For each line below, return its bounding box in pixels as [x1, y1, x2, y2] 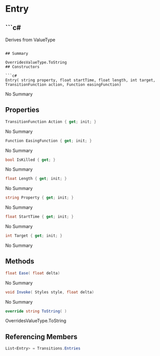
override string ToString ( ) [5, 308, 67, 314]
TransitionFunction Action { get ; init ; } [5, 119, 97, 124]
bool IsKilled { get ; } [5, 157, 56, 163]
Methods [5, 257, 35, 266]
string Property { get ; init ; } [5, 195, 74, 201]
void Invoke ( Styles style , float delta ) [5, 289, 94, 295]
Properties [5, 106, 40, 114]
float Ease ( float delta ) [5, 270, 60, 276]
